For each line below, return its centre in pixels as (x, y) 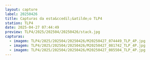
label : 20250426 (21, 14)
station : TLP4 (19, 23)
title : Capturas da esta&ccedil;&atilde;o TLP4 (54, 18)
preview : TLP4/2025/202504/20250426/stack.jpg (53, 32)
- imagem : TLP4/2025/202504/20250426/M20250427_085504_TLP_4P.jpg (77, 50)
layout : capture (21, 9)
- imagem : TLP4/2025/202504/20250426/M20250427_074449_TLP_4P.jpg (77, 41)
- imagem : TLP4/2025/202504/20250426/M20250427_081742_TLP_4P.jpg (77, 45)
